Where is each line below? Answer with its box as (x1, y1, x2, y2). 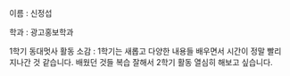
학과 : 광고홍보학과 (9, 27, 74, 38)
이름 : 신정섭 (9, 8, 53, 18)
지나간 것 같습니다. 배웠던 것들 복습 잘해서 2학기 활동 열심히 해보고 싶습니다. (9, 57, 274, 67)
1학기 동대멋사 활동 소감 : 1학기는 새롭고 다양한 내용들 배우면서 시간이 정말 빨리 (9, 46, 282, 56)
